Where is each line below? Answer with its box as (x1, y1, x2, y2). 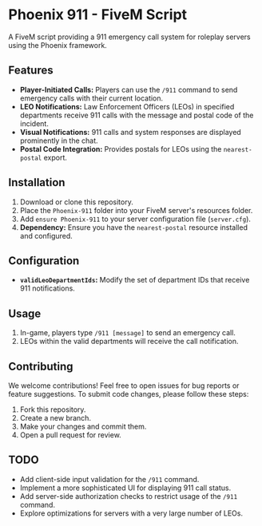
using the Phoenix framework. (8, 40, 108, 49)
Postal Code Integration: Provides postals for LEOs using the (19, 144, 222, 153)
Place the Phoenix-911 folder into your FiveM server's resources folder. (19, 205, 253, 215)
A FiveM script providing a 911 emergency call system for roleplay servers (8, 32, 252, 42)
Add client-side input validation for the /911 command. (19, 474, 200, 484)
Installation (8, 176, 65, 189)
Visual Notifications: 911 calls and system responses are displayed (19, 127, 241, 136)
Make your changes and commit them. (19, 421, 147, 431)
